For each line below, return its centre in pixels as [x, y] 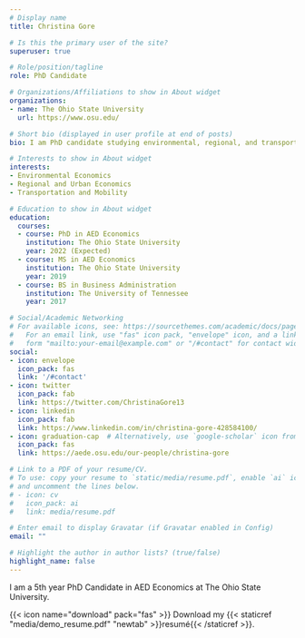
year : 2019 [46, 276]
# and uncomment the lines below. [75, 486]
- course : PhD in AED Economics [79, 234]
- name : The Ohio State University [77, 109]
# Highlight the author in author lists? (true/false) [115, 553]
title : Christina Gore [52, 26]
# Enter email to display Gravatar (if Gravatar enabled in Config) [142, 528]
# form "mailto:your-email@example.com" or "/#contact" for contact [146, 343]
